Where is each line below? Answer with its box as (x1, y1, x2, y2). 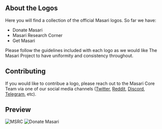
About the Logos (5, 4, 58, 12)
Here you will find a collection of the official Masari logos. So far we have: (5, 17, 157, 23)
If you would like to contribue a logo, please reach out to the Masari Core (5, 80, 155, 86)
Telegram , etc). (5, 91, 36, 97)
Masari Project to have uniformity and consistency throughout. (5, 52, 134, 58)
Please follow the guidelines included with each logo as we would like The (5, 47, 158, 53)
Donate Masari (12, 27, 43, 33)
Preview (5, 105, 31, 114)
